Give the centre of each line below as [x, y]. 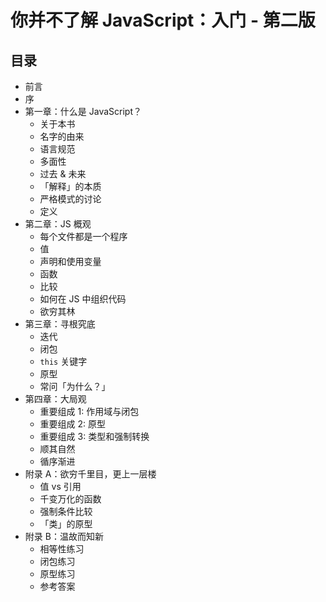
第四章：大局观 [55, 399]
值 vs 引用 [60, 486]
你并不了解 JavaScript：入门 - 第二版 [163, 20]
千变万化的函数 [70, 499]
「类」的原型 [66, 524]
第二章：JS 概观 [58, 224]
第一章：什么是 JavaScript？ [83, 111]
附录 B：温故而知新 [64, 536]
